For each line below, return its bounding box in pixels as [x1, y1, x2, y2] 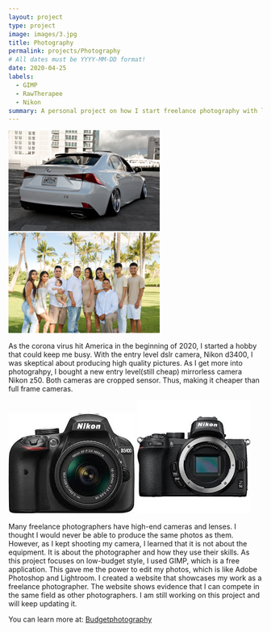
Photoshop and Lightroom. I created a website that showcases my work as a [8, 573, 262, 583]
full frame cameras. [8, 384, 73, 394]
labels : [8, 73, 35, 81]
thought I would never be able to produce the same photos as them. [8, 530, 234, 540]
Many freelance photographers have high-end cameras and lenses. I [8, 521, 236, 532]
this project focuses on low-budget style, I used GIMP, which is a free [8, 556, 240, 566]
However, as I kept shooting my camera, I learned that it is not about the [8, 539, 248, 549]
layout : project [8, 13, 63, 21]
